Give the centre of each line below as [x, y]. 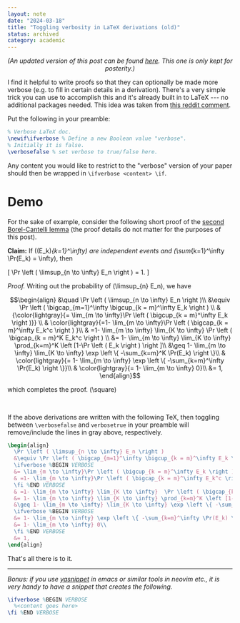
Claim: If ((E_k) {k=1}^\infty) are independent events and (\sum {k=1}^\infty [116, 250]
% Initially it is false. [46, 145]
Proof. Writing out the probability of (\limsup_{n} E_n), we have [99, 285]
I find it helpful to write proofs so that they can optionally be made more [113, 82]
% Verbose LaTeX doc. [40, 132]
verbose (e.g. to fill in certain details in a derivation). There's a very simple [117, 90]
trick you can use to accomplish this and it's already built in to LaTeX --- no [118, 98]
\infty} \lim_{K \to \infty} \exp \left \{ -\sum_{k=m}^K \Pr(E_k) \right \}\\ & [120, 353]
